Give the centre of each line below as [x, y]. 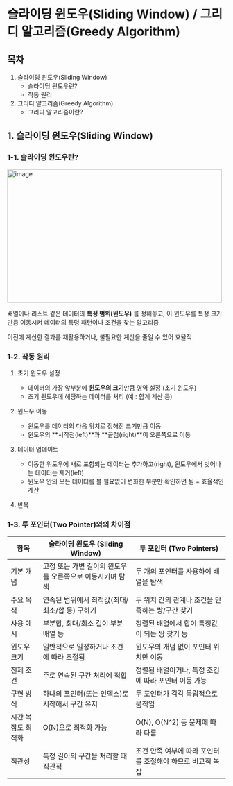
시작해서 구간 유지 [70, 704]
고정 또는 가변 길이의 [74, 566]
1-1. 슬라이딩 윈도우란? [43, 157]
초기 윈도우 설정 [38, 373]
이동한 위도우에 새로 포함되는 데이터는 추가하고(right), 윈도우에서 [115, 464]
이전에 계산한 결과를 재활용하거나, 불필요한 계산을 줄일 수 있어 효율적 [100, 336]
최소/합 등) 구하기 [70, 610]
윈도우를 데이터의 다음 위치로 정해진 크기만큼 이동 [94, 426]
